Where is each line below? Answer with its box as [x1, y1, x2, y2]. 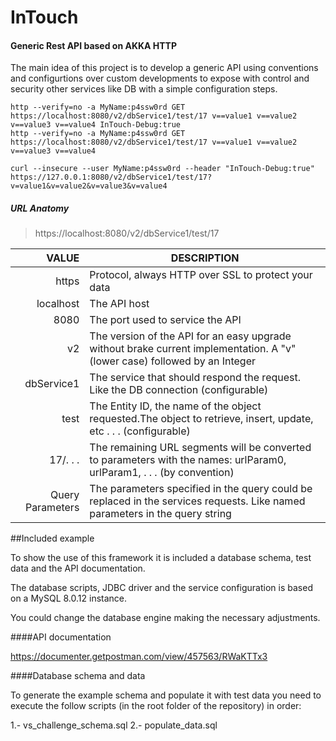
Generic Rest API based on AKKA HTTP [10, 39, 178, 51]
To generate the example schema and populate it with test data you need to [10, 689, 322, 701]
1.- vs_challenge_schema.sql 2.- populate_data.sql [10, 719, 218, 731]
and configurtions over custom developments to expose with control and [10, 72, 310, 85]
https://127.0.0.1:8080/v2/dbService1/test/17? [10, 172, 213, 183]
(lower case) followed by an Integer [89, 354, 256, 368]
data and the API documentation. [10, 562, 146, 575]
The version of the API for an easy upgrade [89, 329, 292, 343]
